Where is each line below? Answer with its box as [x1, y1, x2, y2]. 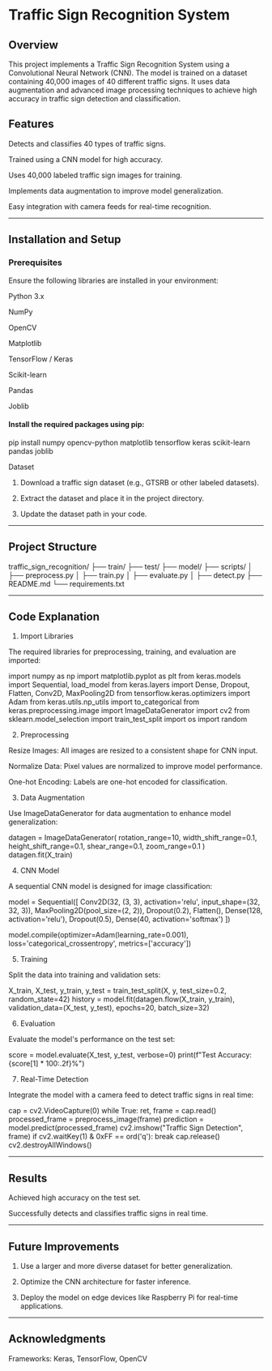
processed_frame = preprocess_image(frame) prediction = [8, 1114, 205, 1124]
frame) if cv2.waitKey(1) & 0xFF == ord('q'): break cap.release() [8, 1132, 220, 1142]
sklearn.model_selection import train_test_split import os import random [8, 715, 248, 724]
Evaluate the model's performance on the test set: [8, 1035, 176, 1044]
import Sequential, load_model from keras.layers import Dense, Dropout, [8, 680, 250, 690]
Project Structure [8, 540, 97, 554]
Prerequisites [8, 257, 62, 268]
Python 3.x [8, 291, 45, 301]
